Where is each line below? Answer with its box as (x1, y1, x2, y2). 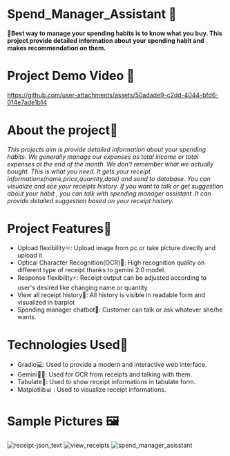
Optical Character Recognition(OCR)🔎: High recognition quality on (17, 258, 205, 267)
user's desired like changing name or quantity (17, 283, 148, 292)
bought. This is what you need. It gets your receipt (7, 167, 151, 175)
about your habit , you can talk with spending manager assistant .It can (7, 189, 212, 198)
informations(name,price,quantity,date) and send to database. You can (7, 174, 211, 182)
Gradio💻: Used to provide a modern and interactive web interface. (17, 360, 207, 368)
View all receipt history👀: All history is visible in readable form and (17, 290, 206, 299)
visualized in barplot (17, 298, 75, 306)
